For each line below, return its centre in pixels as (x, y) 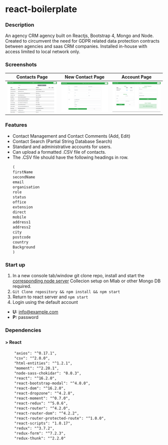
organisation (26, 187)
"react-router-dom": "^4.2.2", (47, 413)
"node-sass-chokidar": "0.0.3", (48, 373)
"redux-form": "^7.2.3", (40, 433)
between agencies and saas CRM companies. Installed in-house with (76, 47)
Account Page (136, 77)
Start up (15, 265)
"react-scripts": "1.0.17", (43, 423)
